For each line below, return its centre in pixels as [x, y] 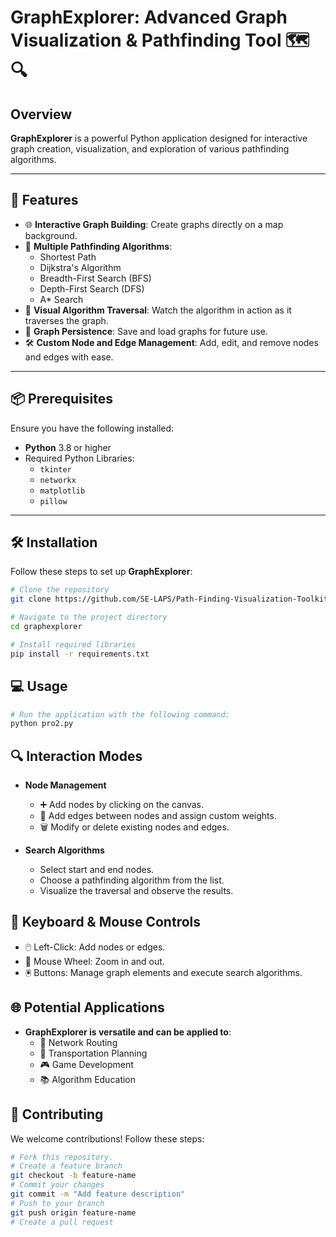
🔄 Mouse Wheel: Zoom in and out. [94, 961]
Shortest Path [68, 257]
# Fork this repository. [62, 1157]
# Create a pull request [62, 1222]
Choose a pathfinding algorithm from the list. [132, 880]
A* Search [61, 299]
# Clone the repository [60, 590]
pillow [53, 501]
